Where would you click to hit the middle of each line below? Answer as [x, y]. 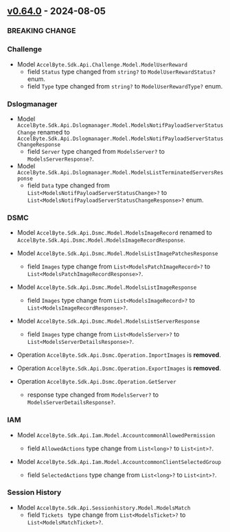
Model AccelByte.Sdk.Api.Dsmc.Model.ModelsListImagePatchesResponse [117, 253]
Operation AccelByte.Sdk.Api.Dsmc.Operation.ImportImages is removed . [119, 355]
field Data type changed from [68, 185]
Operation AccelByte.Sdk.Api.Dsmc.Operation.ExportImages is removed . [119, 368]
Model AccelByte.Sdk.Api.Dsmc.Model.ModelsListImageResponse [107, 287]
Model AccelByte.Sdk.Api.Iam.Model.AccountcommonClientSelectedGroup [119, 461]
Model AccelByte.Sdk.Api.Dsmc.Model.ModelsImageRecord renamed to [115, 233]
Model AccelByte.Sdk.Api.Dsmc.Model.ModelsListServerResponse [108, 321]
